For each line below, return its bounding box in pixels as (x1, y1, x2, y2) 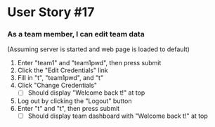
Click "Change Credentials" (17, 81, 97, 90)
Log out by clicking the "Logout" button (17, 96, 132, 105)
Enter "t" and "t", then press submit (17, 104, 120, 112)
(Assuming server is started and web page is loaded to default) (7, 45, 190, 53)
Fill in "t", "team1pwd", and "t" (17, 74, 104, 82)
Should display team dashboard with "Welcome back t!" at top (27, 112, 209, 120)
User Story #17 (7, 4, 95, 20)
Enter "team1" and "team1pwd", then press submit (17, 59, 162, 67)
